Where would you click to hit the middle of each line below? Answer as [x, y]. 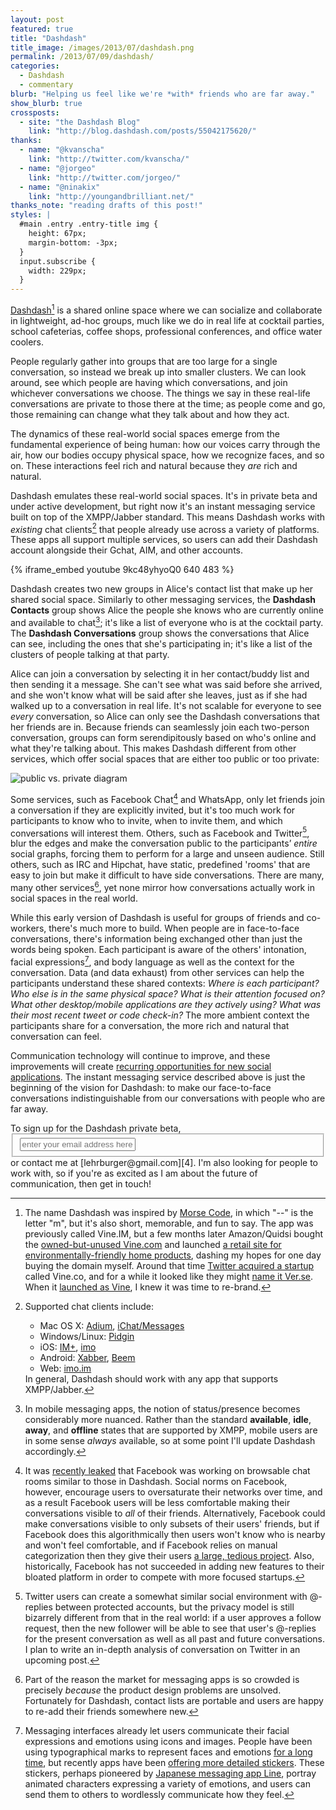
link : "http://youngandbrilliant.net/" [111, 196]
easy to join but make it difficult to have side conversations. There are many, [167, 875]
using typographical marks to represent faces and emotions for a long [168, 1752]
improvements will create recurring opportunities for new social [141, 1066]
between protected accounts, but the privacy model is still [174, 1607]
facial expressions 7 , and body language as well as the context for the [152, 961]
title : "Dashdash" [48, 38]
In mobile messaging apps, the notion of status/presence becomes [162, 1409]
